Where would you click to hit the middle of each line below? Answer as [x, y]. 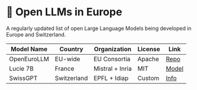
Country [72, 49]
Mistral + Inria [113, 68]
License [149, 49]
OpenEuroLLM [29, 59]
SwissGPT [23, 78]
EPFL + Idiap [111, 78]
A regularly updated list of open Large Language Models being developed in [99, 28]
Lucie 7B [21, 68]
